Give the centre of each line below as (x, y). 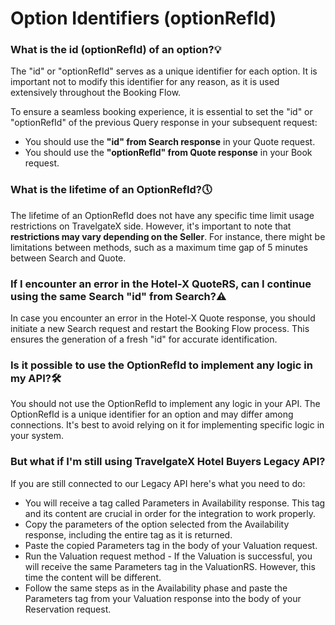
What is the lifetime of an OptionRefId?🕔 (111, 190)
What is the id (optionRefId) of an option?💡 (116, 50)
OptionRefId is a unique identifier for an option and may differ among (152, 414)
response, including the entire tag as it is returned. (128, 534)
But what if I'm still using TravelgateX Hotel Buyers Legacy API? (168, 462)
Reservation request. (68, 609)
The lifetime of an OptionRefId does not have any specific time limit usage (162, 215)
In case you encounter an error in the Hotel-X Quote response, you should (163, 318)
